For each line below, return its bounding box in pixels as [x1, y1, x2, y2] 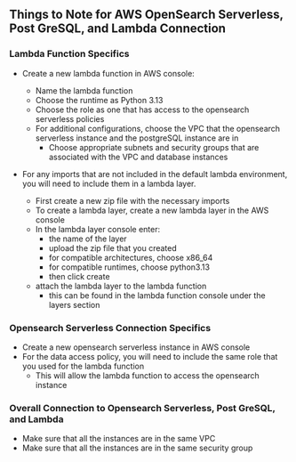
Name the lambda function [35, 85, 133, 96]
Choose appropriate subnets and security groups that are [48, 142, 260, 152]
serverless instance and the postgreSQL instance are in [35, 133, 239, 143]
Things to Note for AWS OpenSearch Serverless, [9, 7, 284, 22]
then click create [48, 271, 110, 281]
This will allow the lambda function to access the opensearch [35, 369, 260, 381]
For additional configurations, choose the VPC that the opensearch [35, 123, 281, 134]
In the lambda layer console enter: [35, 223, 161, 234]
